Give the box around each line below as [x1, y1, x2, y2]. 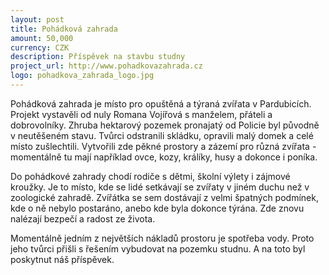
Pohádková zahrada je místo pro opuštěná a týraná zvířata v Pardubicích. [10, 97, 312, 110]
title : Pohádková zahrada [10, 24, 118, 34]
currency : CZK [10, 42, 70, 53]
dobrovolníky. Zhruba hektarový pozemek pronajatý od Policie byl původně [10, 119, 320, 131]
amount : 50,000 [10, 33, 74, 43]
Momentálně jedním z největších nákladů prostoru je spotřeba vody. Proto [10, 232, 315, 244]
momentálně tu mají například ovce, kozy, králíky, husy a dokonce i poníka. [10, 151, 318, 163]
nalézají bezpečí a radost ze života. [10, 212, 156, 225]
